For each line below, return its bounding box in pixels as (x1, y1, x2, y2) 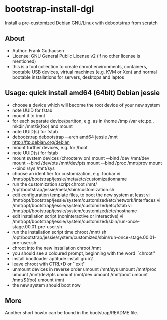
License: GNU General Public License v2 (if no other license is (12, 53, 141, 59)
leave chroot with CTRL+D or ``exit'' (12, 261, 86, 267)
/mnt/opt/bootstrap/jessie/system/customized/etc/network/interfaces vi (12, 197, 161, 203)
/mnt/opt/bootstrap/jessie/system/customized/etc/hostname (12, 208, 137, 214)
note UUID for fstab (12, 107, 53, 113)
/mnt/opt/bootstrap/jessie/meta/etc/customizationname (12, 176, 127, 182)
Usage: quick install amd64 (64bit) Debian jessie (5, 89, 160, 97)
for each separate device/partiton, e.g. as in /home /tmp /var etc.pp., (12, 118, 154, 124)
